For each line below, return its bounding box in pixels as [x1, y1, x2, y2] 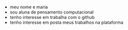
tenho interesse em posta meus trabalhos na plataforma [9, 19, 124, 25]
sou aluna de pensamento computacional [9, 9, 94, 15]
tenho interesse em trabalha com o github [9, 15, 95, 20]
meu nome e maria [9, 4, 48, 10]
